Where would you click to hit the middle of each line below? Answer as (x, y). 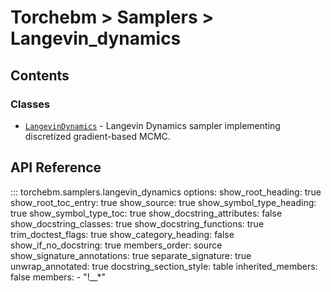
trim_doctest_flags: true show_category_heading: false (122, 234)
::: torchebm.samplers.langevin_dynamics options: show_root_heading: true (166, 192)
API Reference (56, 167)
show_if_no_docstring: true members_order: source (116, 245)
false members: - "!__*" (58, 277)
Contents (40, 75)
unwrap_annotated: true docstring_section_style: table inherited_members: (164, 266)
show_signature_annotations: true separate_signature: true (131, 255)
